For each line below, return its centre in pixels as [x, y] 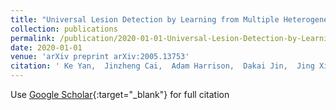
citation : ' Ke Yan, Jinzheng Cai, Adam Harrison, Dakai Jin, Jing [162, 66]
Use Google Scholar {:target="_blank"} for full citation [120, 94]
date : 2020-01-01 [46, 47]
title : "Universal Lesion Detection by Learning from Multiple [145, 19]
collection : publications [64, 29]
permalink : [33, 38]
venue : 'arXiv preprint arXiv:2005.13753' [100, 57]
